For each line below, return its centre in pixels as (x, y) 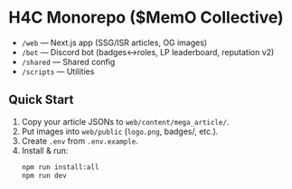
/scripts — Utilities (58, 71)
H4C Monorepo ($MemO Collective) (146, 18)
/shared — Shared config (68, 61)
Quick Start (41, 100)
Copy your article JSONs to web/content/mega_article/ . (125, 121)
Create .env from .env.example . (80, 141)
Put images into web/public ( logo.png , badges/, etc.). (120, 131)
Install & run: (45, 150)
